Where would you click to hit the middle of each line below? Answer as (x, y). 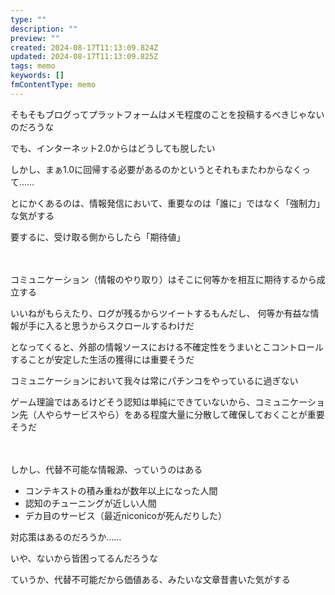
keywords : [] (37, 76)
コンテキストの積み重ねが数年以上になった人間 (121, 490)
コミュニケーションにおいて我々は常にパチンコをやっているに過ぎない (154, 380)
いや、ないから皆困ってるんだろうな (84, 558)
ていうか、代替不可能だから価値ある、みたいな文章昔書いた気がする (150, 579)
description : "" (44, 29)
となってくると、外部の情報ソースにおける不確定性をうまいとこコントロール (167, 347)
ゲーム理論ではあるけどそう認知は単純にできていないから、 (133, 402)
